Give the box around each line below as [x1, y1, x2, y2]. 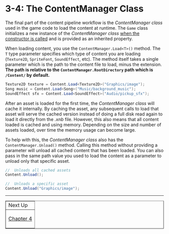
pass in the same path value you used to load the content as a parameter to [5, 153, 162, 159]
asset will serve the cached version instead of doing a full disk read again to [5, 111, 163, 117]
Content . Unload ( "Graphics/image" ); [5, 186, 80, 191]
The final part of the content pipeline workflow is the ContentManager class [5, 20, 162, 26]
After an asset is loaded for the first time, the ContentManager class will [5, 100, 155, 106]
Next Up [8, 202, 28, 209]
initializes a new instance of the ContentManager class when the [5, 30, 140, 36]
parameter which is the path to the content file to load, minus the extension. [5, 61, 162, 67]
